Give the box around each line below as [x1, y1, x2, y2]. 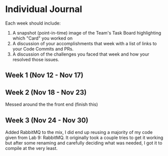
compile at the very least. [5, 145, 58, 151]
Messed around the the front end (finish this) [5, 101, 98, 107]
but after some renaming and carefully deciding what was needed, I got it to [5, 139, 162, 146]
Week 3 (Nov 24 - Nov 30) [5, 116, 89, 124]
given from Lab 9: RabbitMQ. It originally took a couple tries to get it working [5, 134, 163, 140]
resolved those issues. [12, 56, 59, 62]
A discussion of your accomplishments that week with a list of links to [12, 40, 157, 46]
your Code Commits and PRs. [12, 46, 74, 52]
